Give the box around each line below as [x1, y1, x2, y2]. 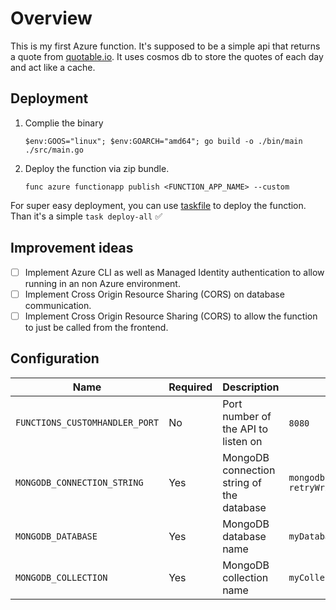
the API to [222, 422, 268, 436]
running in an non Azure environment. [24, 277, 181, 289]
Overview [10, 7, 93, 30]
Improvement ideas [10, 240, 134, 257]
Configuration [10, 350, 100, 367]
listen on [222, 434, 263, 448]
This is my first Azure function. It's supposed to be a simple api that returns [10, 40, 321, 52]
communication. [24, 299, 92, 311]
